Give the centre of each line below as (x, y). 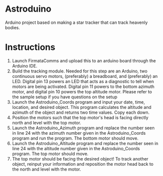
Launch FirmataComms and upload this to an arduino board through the (84, 61)
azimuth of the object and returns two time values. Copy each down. (81, 112)
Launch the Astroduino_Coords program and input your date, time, (78, 102)
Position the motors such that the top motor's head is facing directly (80, 117)
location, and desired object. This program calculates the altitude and (82, 107)
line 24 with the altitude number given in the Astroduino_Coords (76, 148)
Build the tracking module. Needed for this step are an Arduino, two (80, 71)
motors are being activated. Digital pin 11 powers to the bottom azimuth (83, 87)
